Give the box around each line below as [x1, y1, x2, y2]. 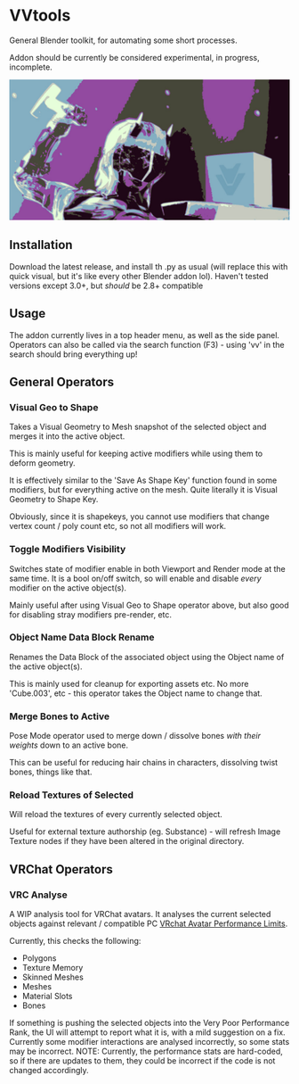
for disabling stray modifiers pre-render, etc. [9, 608, 172, 620]
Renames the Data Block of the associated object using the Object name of [9, 651, 285, 662]
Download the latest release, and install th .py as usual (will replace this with [9, 261, 288, 272]
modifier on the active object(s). [9, 582, 127, 593]
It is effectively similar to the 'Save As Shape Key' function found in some [9, 475, 278, 486]
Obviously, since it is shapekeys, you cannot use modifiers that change [9, 511, 270, 522]
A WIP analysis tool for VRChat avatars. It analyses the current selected [9, 909, 271, 920]
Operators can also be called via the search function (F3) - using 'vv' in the [9, 339, 285, 350]
